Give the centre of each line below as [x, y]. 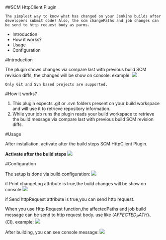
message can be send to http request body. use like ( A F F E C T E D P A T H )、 [79, 215]
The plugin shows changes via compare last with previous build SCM [76, 69]
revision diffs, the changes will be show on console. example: [68, 75]
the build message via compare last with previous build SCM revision [83, 119]
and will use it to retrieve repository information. [61, 109]
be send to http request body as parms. [48, 25]
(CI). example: [19, 222]
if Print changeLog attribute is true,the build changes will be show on [76, 183]
